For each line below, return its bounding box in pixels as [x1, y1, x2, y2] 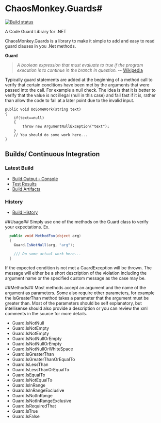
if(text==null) [14, 115, 45, 120]
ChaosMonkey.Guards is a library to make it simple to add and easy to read [5, 38, 155, 44]
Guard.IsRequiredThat [12, 403, 56, 409]
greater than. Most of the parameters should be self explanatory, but [5, 301, 142, 306]
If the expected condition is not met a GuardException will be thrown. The [5, 265, 152, 271]
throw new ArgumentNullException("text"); [22, 124, 110, 129]
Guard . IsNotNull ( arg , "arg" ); [14, 242, 75, 247]
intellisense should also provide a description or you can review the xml [5, 305, 148, 311]
